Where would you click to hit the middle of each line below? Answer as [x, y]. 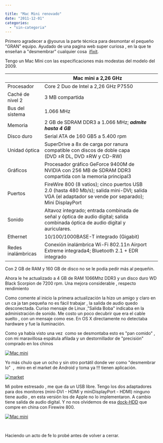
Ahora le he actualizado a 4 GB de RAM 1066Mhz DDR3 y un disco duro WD [81, 278]
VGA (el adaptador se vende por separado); [94, 197]
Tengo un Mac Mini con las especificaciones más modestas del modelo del [80, 61]
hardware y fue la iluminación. [35, 324]
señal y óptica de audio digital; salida [86, 217]
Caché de [19, 94]
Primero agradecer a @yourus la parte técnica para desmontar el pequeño [79, 41]
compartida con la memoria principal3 [88, 177]
